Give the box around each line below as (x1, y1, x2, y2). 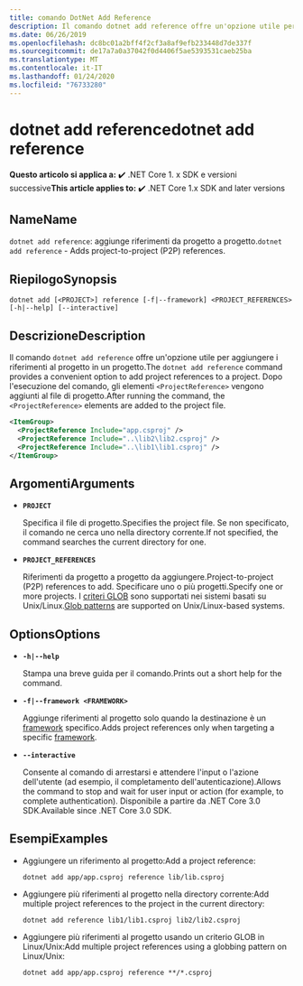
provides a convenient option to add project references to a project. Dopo (9, 371, 283, 382)
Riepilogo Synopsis (9, 272, 117, 287)
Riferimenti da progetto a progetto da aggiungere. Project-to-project (22, 572, 274, 582)
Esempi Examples (9, 832, 108, 847)
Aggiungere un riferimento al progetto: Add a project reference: (22, 855, 256, 866)
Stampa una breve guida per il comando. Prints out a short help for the (22, 668, 282, 678)
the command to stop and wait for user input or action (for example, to (22, 786, 284, 796)
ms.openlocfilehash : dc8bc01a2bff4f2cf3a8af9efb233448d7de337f (9, 38, 252, 48)
